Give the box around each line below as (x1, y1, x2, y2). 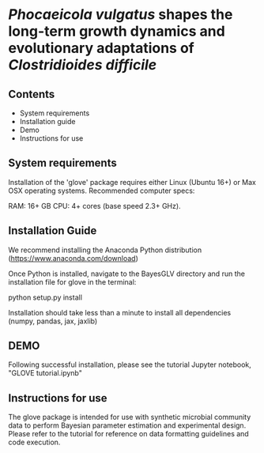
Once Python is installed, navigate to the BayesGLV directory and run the (8, 269, 245, 278)
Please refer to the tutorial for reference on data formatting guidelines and (8, 429, 249, 439)
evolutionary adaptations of (8, 40, 195, 57)
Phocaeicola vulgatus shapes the (8, 6, 233, 24)
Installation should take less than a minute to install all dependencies (8, 308, 232, 317)
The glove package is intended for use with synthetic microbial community (8, 413, 251, 422)
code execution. (8, 437, 61, 447)
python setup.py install (8, 293, 83, 302)
